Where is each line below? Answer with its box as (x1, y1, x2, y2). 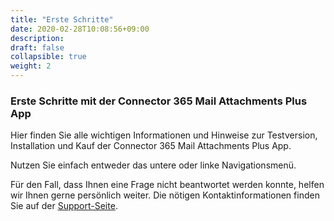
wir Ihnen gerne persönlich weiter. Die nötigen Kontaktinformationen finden (10, 189, 320, 201)
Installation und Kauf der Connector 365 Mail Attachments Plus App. (10, 140, 292, 152)
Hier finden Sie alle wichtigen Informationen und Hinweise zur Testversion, (10, 129, 318, 141)
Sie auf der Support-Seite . (10, 200, 118, 212)
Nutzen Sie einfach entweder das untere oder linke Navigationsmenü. (10, 159, 297, 171)
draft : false (10, 42, 65, 53)
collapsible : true (10, 52, 87, 62)
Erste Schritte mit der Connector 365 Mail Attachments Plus (10, 94, 308, 108)
